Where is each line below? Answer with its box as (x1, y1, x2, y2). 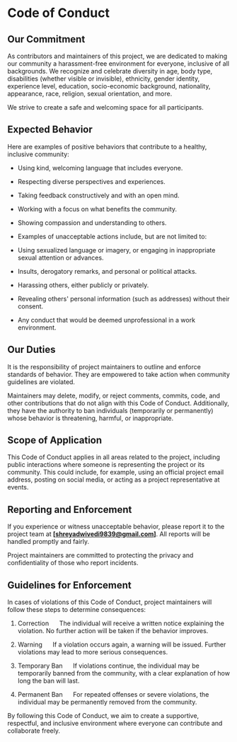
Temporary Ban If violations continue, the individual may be (17, 661, 200, 670)
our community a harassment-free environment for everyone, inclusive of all (7, 59, 230, 68)
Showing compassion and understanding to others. (17, 218, 167, 227)
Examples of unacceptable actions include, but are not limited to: (17, 232, 207, 240)
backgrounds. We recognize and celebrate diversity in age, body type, (7, 67, 213, 75)
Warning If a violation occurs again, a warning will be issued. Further (17, 640, 226, 649)
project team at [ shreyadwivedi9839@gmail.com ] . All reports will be (7, 530, 211, 538)
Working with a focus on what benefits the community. (17, 204, 178, 213)
